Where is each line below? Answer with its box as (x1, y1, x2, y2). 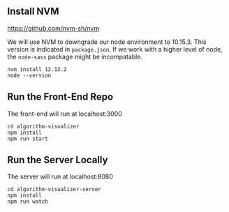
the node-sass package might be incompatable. (7, 52, 143, 61)
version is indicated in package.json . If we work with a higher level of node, (7, 45, 223, 53)
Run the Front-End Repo (7, 91, 114, 103)
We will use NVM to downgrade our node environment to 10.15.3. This (7, 38, 207, 46)
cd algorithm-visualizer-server (7, 186, 101, 193)
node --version (7, 72, 52, 79)
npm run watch (7, 198, 49, 205)
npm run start (7, 135, 49, 142)
